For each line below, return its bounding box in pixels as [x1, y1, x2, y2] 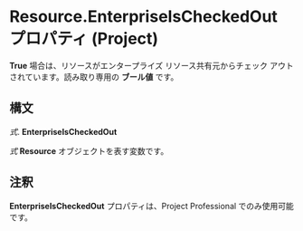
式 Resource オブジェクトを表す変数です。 [9, 145, 169, 156]
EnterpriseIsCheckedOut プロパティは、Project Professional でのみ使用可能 [9, 200, 294, 211]
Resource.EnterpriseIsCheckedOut [9, 6, 279, 27]
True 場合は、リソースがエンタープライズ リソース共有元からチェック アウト [9, 60, 294, 71]
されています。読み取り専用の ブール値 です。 [9, 71, 179, 82]
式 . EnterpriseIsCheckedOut [9, 126, 118, 137]
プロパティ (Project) [9, 29, 159, 49]
